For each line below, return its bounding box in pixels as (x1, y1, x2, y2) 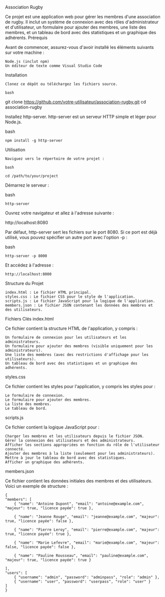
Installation (5, 72, 28, 78)
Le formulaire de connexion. (5, 393, 65, 398)
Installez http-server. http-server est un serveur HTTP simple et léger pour (5, 114, 157, 119)
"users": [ (5, 570, 28, 575)
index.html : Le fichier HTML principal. (5, 290, 92, 295)
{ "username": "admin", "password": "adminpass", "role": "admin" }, (14, 575, 160, 580)
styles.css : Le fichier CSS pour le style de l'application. (5, 294, 135, 299)
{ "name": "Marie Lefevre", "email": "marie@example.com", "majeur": (14, 540, 160, 545)
